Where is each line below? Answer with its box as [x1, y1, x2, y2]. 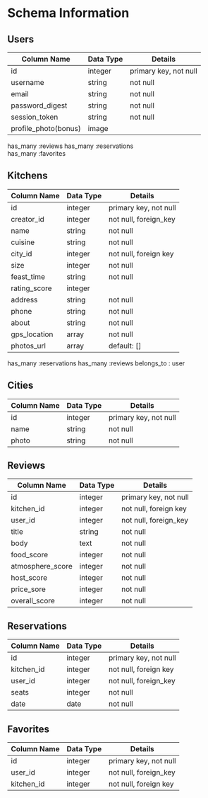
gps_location [11, 329, 54, 339]
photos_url [11, 341, 46, 350]
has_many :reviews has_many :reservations [7, 142, 134, 150]
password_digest [11, 101, 68, 110]
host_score [11, 573, 48, 583]
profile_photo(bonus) [11, 124, 81, 133]
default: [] [108, 341, 142, 350]
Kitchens [7, 170, 48, 182]
